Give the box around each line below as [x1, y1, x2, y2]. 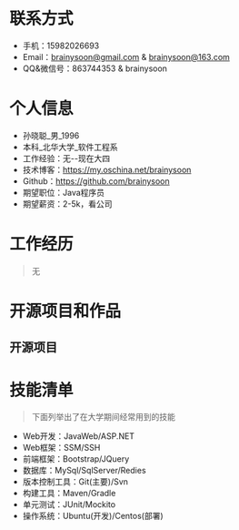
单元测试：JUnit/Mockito [22, 499, 116, 510]
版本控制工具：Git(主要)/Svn [22, 476, 129, 487]
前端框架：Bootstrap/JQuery [22, 454, 130, 464]
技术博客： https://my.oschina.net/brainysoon [22, 164, 192, 175]
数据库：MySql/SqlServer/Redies [22, 465, 147, 476]
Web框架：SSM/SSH [22, 443, 101, 454]
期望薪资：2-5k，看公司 [22, 198, 113, 209]
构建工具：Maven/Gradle [22, 488, 116, 499]
